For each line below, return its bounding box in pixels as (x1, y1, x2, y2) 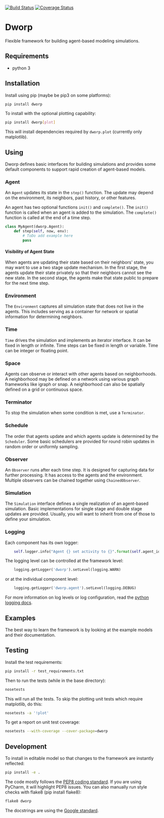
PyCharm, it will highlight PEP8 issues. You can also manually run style (5, 784, 147, 790)
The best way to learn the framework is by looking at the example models (5, 627, 153, 633)
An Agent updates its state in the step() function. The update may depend (5, 190, 154, 196)
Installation (5, 79, 40, 88)
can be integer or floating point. (5, 347, 69, 353)
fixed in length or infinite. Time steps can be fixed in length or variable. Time (5, 342, 159, 348)
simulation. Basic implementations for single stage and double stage (5, 506, 143, 512)
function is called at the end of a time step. (5, 215, 91, 221)
